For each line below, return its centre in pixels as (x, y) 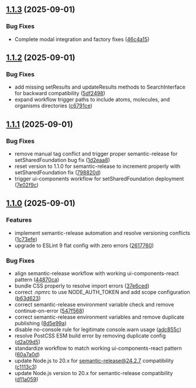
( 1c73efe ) (26, 239)
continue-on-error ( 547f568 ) (49, 311)
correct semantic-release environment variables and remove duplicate (99, 317)
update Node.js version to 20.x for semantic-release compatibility (94, 373)
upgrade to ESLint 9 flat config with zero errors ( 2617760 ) (84, 245)
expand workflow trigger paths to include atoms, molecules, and (92, 100)
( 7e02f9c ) (27, 185)
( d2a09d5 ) (27, 342)
